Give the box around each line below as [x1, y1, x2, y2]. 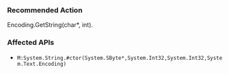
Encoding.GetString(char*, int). [7, 21, 94, 29]
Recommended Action [7, 5, 83, 15]
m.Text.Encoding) [16, 60, 67, 67]
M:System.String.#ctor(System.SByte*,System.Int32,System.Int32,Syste [16, 54, 223, 61]
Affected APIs [7, 38, 55, 48]
